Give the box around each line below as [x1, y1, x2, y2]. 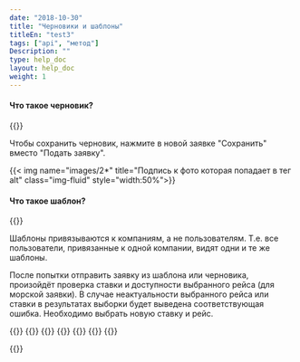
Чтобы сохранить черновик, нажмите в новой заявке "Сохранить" [9, 138, 267, 148]
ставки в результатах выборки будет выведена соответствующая [9, 299, 265, 310]
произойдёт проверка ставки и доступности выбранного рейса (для [9, 280, 275, 291]
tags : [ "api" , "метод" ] [9, 38, 100, 48]
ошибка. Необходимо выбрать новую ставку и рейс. [9, 309, 214, 319]
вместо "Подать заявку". [9, 147, 106, 158]
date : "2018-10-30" [9, 13, 83, 23]
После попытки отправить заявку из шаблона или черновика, [9, 270, 249, 281]
